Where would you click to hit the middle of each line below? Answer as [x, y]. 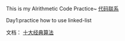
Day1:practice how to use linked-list [49, 20]
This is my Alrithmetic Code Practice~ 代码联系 [62, 8]
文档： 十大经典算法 [30, 32]
